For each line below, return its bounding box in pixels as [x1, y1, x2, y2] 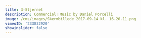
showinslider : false [5, 26, 48, 31]
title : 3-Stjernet [5, 7, 43, 12]
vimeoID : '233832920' [5, 21, 50, 26]
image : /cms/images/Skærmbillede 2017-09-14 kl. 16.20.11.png [5, 16, 136, 21]
